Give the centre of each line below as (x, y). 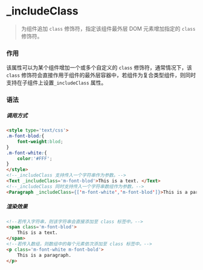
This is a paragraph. (44, 255)
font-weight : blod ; (40, 141)
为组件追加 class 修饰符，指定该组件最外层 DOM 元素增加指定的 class (108, 28)
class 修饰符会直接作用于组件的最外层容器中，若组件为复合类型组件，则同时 (101, 75)
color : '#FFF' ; (35, 158)
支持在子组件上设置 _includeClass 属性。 (56, 83)
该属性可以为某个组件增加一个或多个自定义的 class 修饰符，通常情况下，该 (99, 68)
